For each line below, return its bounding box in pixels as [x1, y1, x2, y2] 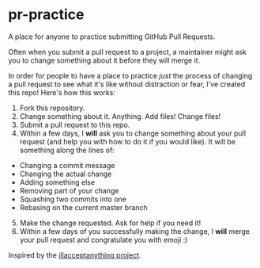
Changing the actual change [19, 169, 112, 178]
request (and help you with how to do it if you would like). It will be [19, 136, 236, 146]
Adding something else [19, 177, 96, 187]
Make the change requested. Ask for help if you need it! [19, 218, 202, 228]
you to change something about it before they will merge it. [8, 56, 201, 65]
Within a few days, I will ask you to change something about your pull [19, 128, 247, 138]
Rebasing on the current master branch [19, 202, 148, 212]
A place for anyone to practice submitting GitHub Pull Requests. [8, 32, 216, 41]
